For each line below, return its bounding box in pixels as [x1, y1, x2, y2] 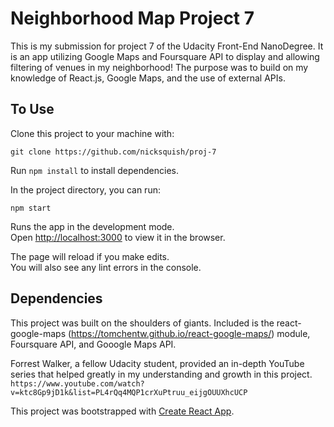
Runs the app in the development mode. [10, 220, 175, 232]
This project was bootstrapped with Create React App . [10, 405, 235, 417]
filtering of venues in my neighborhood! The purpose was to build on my [10, 61, 309, 73]
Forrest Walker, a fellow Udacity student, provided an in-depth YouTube [10, 357, 305, 369]
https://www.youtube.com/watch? [10, 378, 145, 389]
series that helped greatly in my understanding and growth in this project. [10, 368, 313, 380]
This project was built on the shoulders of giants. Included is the [10, 317, 275, 329]
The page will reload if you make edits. [10, 250, 170, 262]
